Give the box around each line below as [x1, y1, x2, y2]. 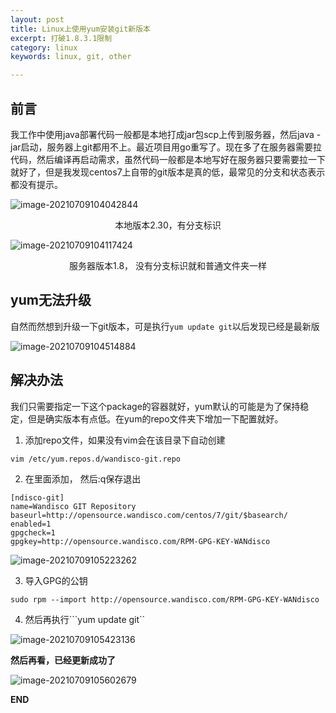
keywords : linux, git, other [10, 52, 132, 62]
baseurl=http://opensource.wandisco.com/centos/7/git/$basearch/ [10, 510, 288, 520]
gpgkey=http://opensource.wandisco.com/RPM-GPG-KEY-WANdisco [10, 536, 271, 546]
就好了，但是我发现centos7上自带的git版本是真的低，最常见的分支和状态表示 [10, 166, 326, 178]
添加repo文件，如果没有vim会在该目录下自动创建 [24, 434, 226, 446]
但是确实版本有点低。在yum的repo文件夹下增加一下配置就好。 [27, 412, 284, 425]
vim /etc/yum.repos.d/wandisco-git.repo [10, 454, 182, 464]
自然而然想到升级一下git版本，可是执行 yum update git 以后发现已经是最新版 [10, 320, 320, 332]
